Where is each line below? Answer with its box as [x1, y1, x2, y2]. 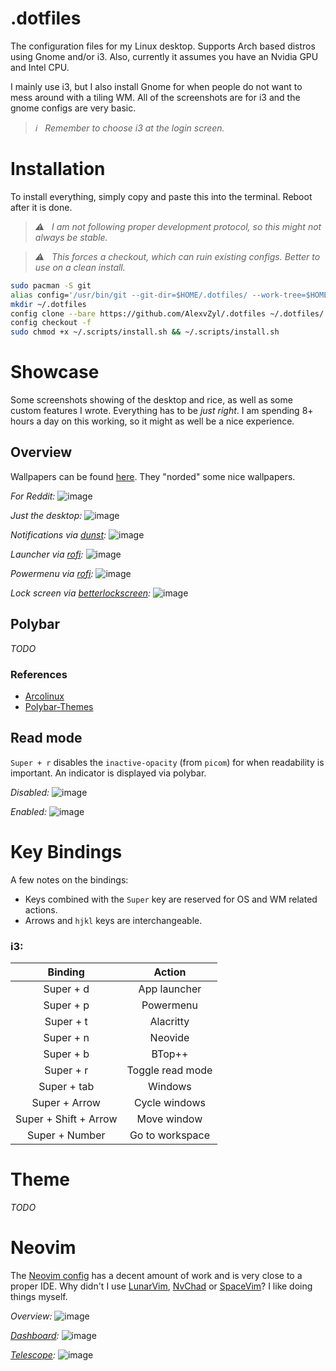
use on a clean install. [34, 261, 126, 273]
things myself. [10, 1290, 68, 1302]
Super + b [43, 1047, 90, 1061]
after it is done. [10, 201, 73, 213]
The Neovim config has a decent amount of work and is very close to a [10, 1269, 303, 1281]
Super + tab [38, 1080, 95, 1094]
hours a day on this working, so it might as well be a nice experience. [10, 415, 295, 427]
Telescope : [10, 1348, 56, 1361]
